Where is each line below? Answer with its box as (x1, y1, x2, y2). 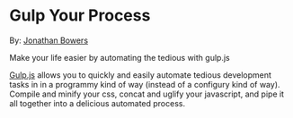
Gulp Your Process (9, 5, 151, 26)
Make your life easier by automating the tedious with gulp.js (9, 52, 231, 63)
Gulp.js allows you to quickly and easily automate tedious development (9, 69, 272, 80)
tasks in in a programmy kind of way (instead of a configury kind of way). (9, 79, 280, 89)
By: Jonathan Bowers (9, 35, 88, 46)
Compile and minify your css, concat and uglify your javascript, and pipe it (9, 88, 285, 99)
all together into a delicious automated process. (9, 97, 186, 108)
